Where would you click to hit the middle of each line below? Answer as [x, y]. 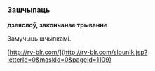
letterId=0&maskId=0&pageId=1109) [60, 60]
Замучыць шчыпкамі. [39, 39]
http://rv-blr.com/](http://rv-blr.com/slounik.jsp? [79, 52]
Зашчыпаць [29, 10]
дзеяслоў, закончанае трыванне [57, 25]
